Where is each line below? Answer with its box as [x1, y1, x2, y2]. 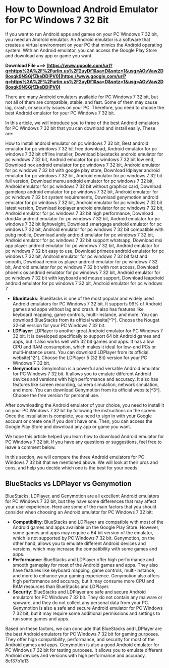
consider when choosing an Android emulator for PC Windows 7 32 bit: [5, 509, 153, 515]
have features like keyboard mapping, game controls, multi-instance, [12, 567, 156, 573]
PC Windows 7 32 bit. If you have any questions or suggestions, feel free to [5, 439, 162, 445]
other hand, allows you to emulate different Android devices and [12, 540, 146, 546]
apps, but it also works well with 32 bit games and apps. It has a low [12, 338, 154, 344]
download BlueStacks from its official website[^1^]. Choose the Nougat [12, 317, 160, 323]
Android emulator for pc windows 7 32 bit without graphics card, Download [5, 183, 161, 189]
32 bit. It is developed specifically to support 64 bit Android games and [12, 333, 160, 339]
